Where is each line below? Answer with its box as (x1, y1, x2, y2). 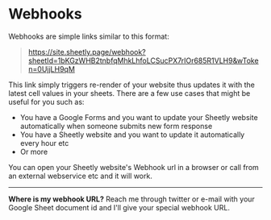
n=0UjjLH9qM (27, 64, 75, 73)
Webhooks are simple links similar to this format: (8, 31, 169, 41)
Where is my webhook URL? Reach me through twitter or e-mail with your (8, 194, 256, 204)
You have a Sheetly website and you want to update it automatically (19, 130, 245, 139)
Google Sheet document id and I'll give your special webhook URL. (8, 202, 230, 212)
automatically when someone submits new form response (19, 121, 213, 131)
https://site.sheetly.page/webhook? (27, 47, 147, 56)
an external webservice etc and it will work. (8, 171, 153, 181)
